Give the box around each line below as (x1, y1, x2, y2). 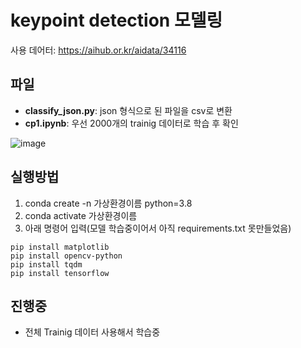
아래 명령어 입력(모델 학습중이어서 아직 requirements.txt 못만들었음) (24, 222, 292, 234)
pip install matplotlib (10, 242, 110, 252)
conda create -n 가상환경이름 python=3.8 (24, 197, 193, 209)
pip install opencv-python (10, 251, 123, 261)
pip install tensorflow (10, 268, 110, 278)
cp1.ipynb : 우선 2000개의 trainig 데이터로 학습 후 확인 (24, 117, 239, 129)
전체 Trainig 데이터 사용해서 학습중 (24, 326, 161, 338)
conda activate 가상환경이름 (24, 209, 138, 221)
